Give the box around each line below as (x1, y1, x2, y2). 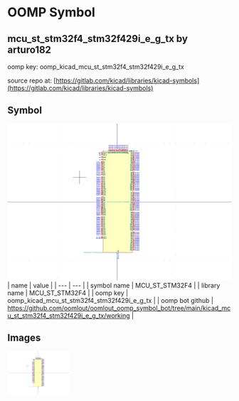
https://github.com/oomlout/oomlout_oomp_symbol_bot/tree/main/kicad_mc (7, 304, 231, 312)
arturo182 (7, 43, 52, 55)
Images (7, 332, 41, 344)
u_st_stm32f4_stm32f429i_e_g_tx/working (7, 311, 130, 320)
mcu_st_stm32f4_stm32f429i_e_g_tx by (7, 33, 188, 45)
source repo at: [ (7, 76, 56, 85)
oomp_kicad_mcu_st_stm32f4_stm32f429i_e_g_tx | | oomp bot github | (7, 296, 213, 304)
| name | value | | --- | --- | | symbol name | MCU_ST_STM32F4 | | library (7, 281, 221, 289)
